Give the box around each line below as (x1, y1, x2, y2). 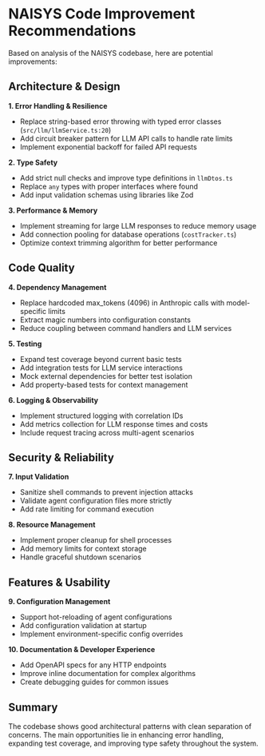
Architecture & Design (8, 80, 121, 94)
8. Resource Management (8, 520, 96, 530)
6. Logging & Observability (8, 395, 98, 404)
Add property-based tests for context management (19, 380, 188, 389)
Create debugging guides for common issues (19, 677, 169, 687)
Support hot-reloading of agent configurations (19, 612, 172, 622)
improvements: (8, 57, 57, 66)
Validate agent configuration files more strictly (19, 496, 172, 506)
